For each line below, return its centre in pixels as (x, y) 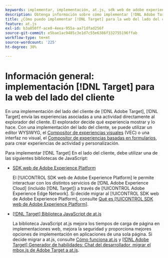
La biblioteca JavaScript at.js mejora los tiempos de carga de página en (86, 223)
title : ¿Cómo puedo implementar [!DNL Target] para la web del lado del (82, 19)
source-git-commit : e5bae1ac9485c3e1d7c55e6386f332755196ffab (71, 33)
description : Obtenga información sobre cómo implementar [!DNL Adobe (80, 14)
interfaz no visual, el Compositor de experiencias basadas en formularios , (81, 137)
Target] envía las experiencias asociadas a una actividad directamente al (80, 116)
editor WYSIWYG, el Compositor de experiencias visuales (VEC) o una (77, 132)
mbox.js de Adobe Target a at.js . (46, 250)
